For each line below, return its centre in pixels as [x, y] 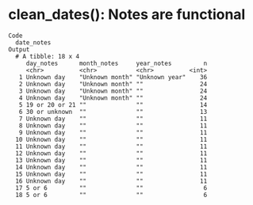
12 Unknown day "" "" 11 [111, 153]
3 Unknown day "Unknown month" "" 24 [113, 91]
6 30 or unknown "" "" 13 [113, 112]
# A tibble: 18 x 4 [48, 56]
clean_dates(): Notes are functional [127, 15]
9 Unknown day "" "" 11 [113, 132]
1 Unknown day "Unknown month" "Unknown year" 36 [113, 77]
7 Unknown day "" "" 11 [113, 119]
